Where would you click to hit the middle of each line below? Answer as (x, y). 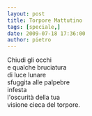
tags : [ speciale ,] (34, 27)
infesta (17, 90)
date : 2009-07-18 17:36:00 (46, 33)
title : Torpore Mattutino (45, 20)
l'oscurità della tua (34, 97)
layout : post (26, 14)
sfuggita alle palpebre (39, 82)
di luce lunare (27, 75)
